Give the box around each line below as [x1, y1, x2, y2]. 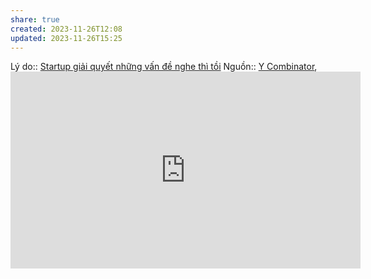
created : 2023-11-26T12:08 [10, 24, 123, 34]
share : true [10, 14, 60, 25]
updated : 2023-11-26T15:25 [10, 33, 123, 43]
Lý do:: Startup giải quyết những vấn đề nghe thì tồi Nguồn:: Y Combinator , [10, 61, 318, 73]
